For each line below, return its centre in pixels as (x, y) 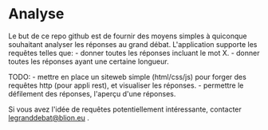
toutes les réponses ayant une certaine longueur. (89, 61)
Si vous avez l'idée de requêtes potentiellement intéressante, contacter (125, 109)
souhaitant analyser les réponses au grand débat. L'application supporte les (133, 44)
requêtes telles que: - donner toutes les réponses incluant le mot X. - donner (134, 53)
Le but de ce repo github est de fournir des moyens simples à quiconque (128, 36)
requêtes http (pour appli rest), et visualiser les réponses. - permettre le (126, 85)
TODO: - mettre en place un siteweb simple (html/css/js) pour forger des (128, 77)
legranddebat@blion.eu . (49, 117)
